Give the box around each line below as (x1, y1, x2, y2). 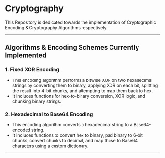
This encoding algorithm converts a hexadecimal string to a (12, 121, 133, 127)
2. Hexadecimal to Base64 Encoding (5, 111, 93, 118)
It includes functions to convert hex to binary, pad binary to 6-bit (12, 132, 143, 138)
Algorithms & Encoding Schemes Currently (5, 43, 139, 52)
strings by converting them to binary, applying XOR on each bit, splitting (12, 82, 158, 88)
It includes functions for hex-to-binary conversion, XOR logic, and (12, 93, 146, 99)
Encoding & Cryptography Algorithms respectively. (5, 24, 108, 30)
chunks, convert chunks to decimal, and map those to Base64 (12, 137, 138, 143)
